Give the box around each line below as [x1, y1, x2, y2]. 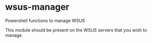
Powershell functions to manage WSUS [5, 18, 85, 23]
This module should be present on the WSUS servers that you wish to [5, 27, 147, 33]
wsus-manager [5, 1, 69, 13]
